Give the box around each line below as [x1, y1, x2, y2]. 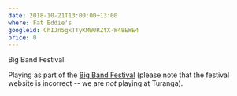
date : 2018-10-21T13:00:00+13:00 [8, 11, 118, 20]
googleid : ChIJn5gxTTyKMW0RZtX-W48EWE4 [8, 26, 139, 34]
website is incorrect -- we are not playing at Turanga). [8, 79, 183, 88]
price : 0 [8, 33, 37, 42]
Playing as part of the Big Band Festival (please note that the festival [8, 70, 230, 79]
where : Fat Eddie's [8, 19, 72, 27]
